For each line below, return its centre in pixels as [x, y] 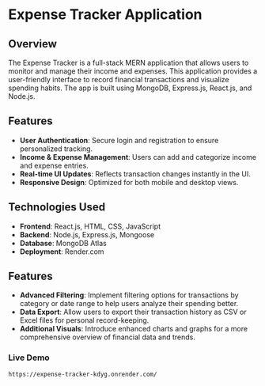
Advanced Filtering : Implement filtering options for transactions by [129, 295]
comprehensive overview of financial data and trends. [107, 337]
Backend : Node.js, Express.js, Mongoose [87, 234]
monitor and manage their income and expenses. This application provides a [133, 71]
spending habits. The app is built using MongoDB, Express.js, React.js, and [130, 88]
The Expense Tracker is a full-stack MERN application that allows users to [129, 62]
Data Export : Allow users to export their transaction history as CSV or [133, 312]
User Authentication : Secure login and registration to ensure [119, 140]
